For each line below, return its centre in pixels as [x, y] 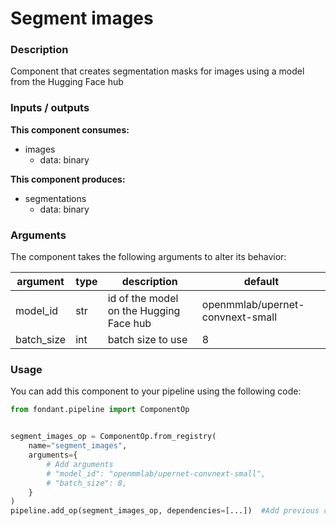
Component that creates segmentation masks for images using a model [157, 71]
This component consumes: [70, 129]
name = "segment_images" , [78, 446]
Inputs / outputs [50, 108]
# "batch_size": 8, [87, 483]
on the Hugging [144, 311]
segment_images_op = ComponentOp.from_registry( [113, 437]
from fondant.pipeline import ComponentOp [100, 410]
